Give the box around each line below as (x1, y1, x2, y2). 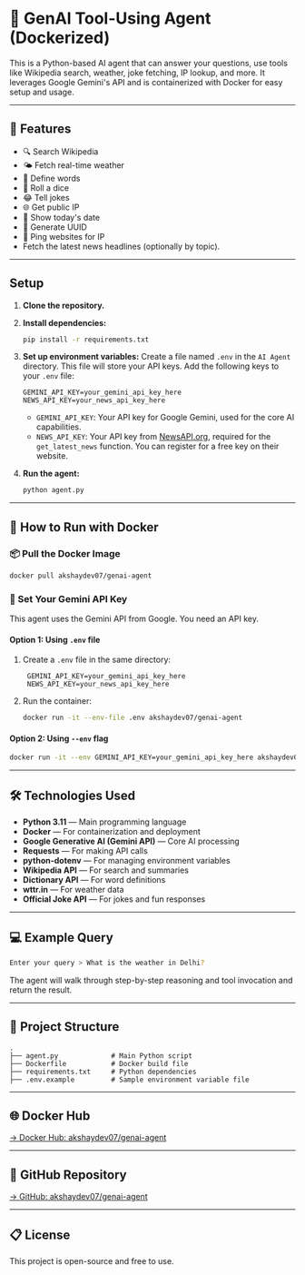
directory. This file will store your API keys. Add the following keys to (22, 361, 280, 371)
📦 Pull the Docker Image (9, 547, 121, 559)
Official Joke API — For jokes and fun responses (22, 894, 206, 904)
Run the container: (22, 696, 93, 707)
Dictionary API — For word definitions (22, 875, 166, 885)
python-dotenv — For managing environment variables (22, 855, 231, 866)
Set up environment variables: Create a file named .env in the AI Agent (22, 351, 291, 362)
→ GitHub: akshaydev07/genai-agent (9, 1191, 148, 1202)
